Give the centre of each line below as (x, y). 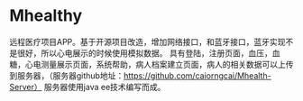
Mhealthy (46, 16)
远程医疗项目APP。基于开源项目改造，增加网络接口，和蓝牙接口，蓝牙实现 (147, 41)
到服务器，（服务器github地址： (67, 75)
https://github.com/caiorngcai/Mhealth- (197, 75)
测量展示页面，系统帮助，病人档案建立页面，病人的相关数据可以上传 (167, 64)
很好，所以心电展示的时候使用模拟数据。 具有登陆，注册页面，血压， (144, 53)
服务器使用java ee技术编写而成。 (105, 87)
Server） (26, 87)
